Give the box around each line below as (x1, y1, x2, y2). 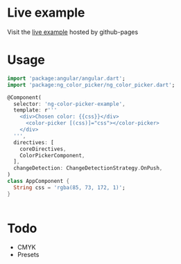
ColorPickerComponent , (19, 152, 85, 159)
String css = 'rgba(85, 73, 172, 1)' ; (13, 184, 126, 191)
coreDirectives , (19, 146, 67, 152)
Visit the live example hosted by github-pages (7, 28, 139, 36)
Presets (17, 251, 40, 259)
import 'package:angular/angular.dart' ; (7, 75, 126, 82)
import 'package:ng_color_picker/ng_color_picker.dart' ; (7, 81, 175, 88)
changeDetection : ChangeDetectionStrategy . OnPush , (13, 165, 163, 172)
